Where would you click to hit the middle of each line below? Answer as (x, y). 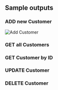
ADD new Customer (28, 22)
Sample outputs (29, 8)
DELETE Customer (27, 83)
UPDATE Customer (27, 70)
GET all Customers (27, 44)
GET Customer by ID (29, 57)
